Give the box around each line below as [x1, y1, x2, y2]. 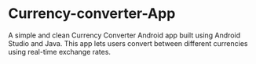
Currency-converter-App [8, 5, 176, 23]
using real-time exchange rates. [8, 47, 112, 56]
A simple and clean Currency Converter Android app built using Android [8, 30, 241, 40]
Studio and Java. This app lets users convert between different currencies [8, 38, 248, 48]
